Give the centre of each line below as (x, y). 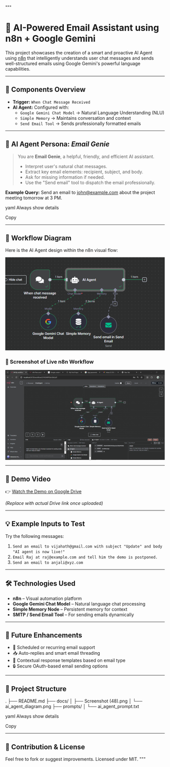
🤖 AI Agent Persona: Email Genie (57, 144)
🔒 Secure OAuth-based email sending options (60, 666)
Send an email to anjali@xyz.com (48, 563)
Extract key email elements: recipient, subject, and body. (84, 172)
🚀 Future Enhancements (44, 635)
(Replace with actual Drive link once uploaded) (54, 503)
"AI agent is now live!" (39, 552)
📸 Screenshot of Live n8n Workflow (50, 362)
